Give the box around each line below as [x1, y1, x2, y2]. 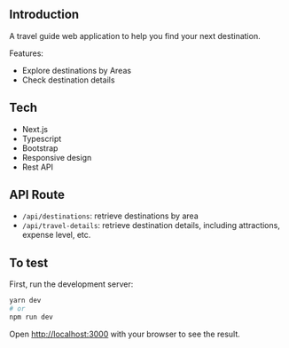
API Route [9, 187, 65, 202]
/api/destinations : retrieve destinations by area [21, 210, 199, 221]
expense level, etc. [21, 230, 91, 241]
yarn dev [9, 297, 42, 305]
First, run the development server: [9, 279, 134, 289]
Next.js [21, 123, 49, 134]
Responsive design [21, 152, 92, 162]
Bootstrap [21, 142, 59, 154]
